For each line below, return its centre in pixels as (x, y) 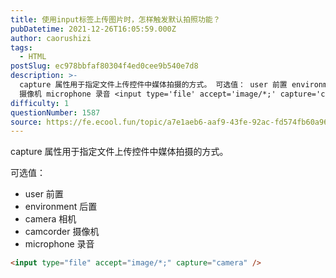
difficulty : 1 (40, 103)
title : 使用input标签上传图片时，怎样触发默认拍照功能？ (115, 19)
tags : (21, 47)
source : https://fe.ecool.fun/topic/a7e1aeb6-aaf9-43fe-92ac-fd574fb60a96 (169, 122)
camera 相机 (50, 219)
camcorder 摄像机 (62, 232)
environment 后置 (61, 207)
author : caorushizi (51, 38)
